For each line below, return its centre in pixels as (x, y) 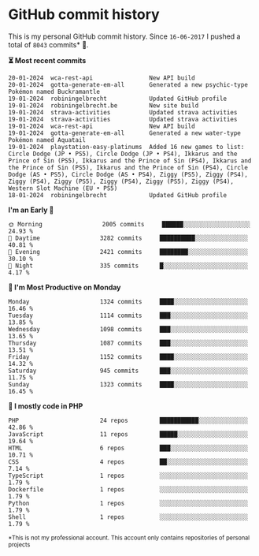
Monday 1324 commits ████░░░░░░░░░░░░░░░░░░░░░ (128, 301)
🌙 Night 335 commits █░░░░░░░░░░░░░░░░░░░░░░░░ (128, 266)
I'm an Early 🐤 (31, 210)
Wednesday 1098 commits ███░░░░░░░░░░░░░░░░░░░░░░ (128, 329)
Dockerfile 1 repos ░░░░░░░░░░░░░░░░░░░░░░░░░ (128, 489)
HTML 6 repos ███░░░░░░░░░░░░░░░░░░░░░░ (128, 448)
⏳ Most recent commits (47, 60)
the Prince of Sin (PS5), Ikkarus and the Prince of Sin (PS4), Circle (128, 167)
